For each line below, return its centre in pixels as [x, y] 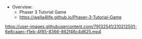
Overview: [22, 7]
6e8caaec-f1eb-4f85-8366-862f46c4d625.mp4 [53, 32]
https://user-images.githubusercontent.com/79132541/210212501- [71, 26]
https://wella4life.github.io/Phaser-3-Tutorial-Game [71, 17]
